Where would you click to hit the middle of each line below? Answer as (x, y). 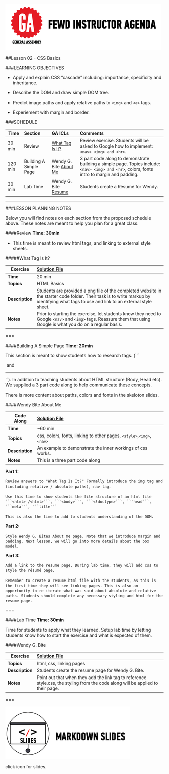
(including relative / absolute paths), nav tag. (58, 487)
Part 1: (12, 471)
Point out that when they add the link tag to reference (92, 678)
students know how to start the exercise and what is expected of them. (79, 635)
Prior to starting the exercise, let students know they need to (99, 314)
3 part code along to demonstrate (115, 158)
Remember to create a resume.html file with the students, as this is (81, 580)
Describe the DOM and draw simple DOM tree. (61, 93)
